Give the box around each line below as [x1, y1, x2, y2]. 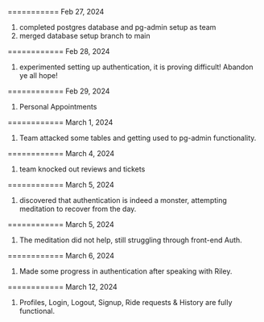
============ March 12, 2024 [7, 282, 118, 291]
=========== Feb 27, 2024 [7, 7, 105, 16]
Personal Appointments [19, 102, 97, 111]
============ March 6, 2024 [7, 251, 114, 260]
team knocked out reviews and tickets [19, 164, 146, 174]
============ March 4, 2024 [7, 149, 115, 158]
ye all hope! [19, 71, 58, 80]
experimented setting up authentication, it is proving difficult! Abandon [19, 62, 254, 72]
